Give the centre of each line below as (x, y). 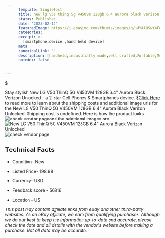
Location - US (26, 200)
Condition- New (28, 162)
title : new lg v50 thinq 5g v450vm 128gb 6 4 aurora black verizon (89, 14)
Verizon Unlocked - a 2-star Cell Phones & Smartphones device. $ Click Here (82, 98)
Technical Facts (30, 150)
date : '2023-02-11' (38, 23)
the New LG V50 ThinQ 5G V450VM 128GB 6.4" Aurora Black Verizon (75, 108)
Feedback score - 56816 (37, 190)
